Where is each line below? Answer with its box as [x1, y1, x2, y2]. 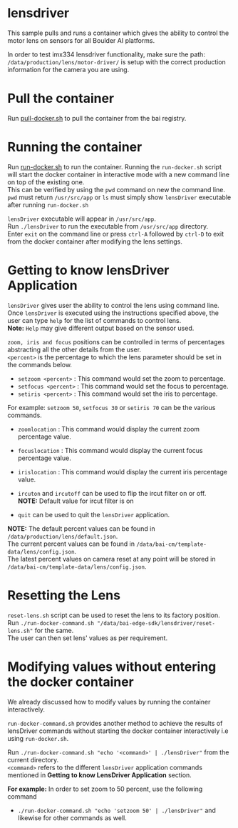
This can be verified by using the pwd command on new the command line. [7, 185, 226, 194]
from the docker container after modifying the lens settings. [7, 237, 183, 246]
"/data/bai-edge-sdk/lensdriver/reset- [97, 619, 216, 627]
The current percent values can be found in [7, 539, 135, 548]
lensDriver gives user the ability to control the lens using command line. [7, 301, 219, 309]
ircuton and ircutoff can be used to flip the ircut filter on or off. [17, 489, 207, 497]
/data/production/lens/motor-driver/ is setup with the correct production [7, 57, 226, 66]
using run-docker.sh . [7, 734, 69, 742]
